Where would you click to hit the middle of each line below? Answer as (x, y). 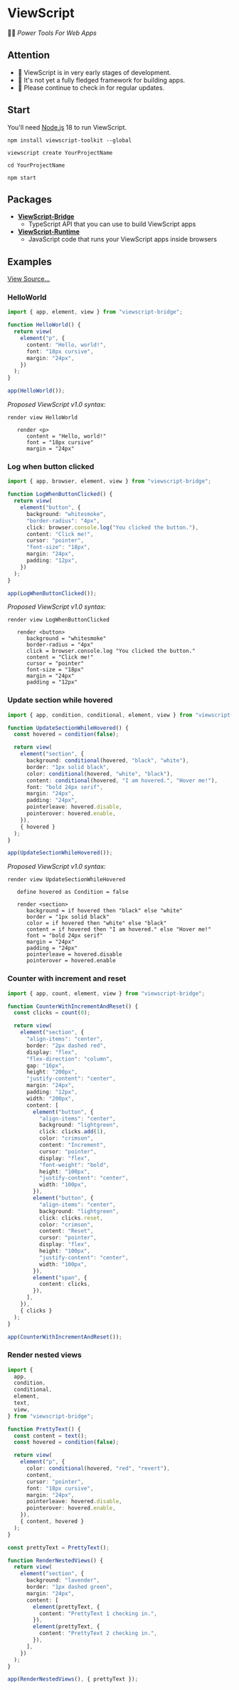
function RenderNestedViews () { (55, 1560)
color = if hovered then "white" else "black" (96, 923)
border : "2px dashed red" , (66, 1046)
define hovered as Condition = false (73, 892)
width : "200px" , (50, 1098)
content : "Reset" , (66, 1231)
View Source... (29, 279)
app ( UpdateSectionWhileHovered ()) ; (60, 853)
